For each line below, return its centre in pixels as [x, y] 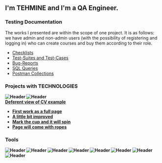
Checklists [23, 52]
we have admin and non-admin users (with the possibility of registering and [81, 38]
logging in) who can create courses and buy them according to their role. [79, 43]
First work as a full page [37, 111]
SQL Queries [25, 68]
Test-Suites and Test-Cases [40, 58]
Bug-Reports [25, 63]
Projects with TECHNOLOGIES [42, 86]
